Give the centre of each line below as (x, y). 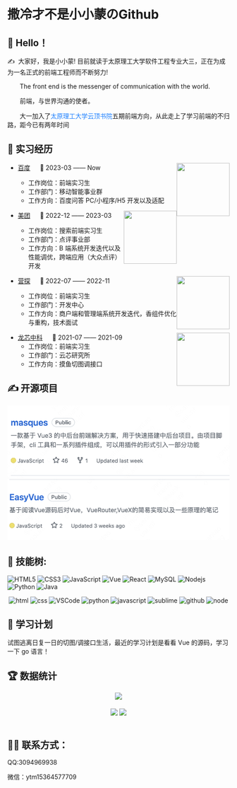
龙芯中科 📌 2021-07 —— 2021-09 (70, 337)
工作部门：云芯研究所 (59, 355)
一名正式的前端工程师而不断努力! (61, 72)
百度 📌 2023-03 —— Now (59, 168)
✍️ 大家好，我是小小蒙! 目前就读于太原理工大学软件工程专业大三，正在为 (114, 61)
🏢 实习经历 (30, 149)
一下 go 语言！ (28, 651)
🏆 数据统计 (32, 676)
